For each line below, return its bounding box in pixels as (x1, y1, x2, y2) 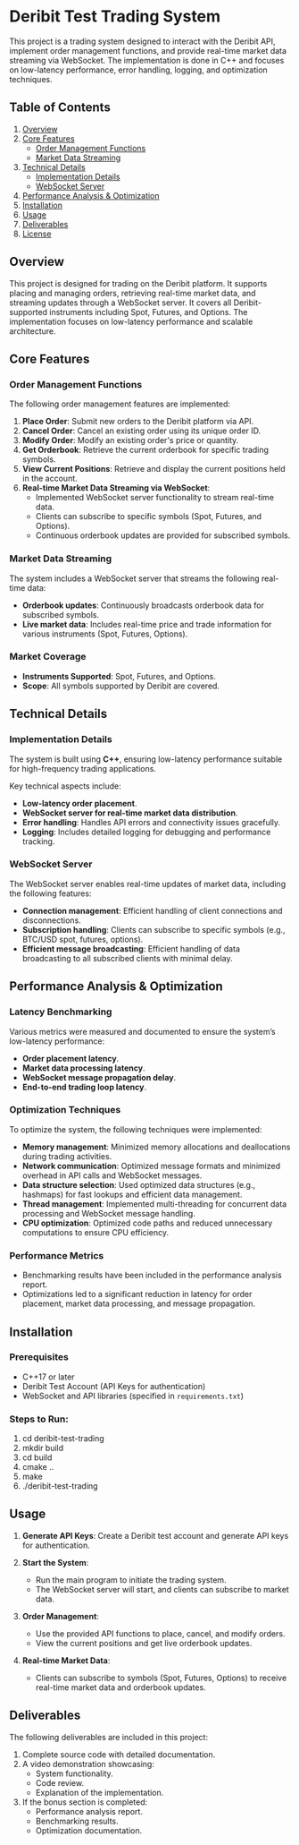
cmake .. (21, 1462, 54, 1473)
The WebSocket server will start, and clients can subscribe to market (35, 1584, 290, 1594)
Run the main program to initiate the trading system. (35, 1574, 227, 1585)
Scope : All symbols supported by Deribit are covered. (21, 680, 220, 691)
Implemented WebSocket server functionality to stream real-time (35, 492, 275, 503)
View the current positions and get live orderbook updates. (35, 1637, 253, 1648)
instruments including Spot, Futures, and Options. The (48, 306, 248, 317)
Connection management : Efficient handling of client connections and (21, 905, 283, 916)
